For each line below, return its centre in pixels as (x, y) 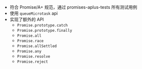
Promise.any (29, 51)
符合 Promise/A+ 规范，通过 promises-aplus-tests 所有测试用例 (73, 7)
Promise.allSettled (37, 46)
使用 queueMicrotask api (34, 13)
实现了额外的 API (27, 19)
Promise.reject (32, 62)
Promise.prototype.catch (42, 25)
